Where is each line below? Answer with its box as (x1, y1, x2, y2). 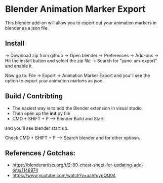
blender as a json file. (5, 25, 49, 31)
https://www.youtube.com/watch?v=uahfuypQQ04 (12, 173, 116, 179)
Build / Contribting (5, 92, 63, 101)
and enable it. (5, 63, 33, 69)
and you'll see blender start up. (5, 125, 69, 131)
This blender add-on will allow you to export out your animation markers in (5, 20, 157, 26)
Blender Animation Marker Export (5, 3, 146, 15)
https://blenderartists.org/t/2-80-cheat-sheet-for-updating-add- (12, 162, 144, 168)
